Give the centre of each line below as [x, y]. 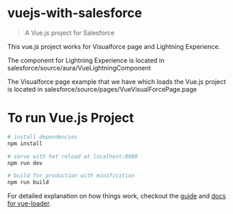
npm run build [28, 183]
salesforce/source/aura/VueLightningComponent [79, 68]
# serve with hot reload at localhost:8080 [73, 156]
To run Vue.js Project [71, 118]
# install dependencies [43, 137]
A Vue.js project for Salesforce [70, 33]
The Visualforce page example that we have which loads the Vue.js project [116, 81]
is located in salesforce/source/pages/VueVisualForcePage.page [102, 89]
